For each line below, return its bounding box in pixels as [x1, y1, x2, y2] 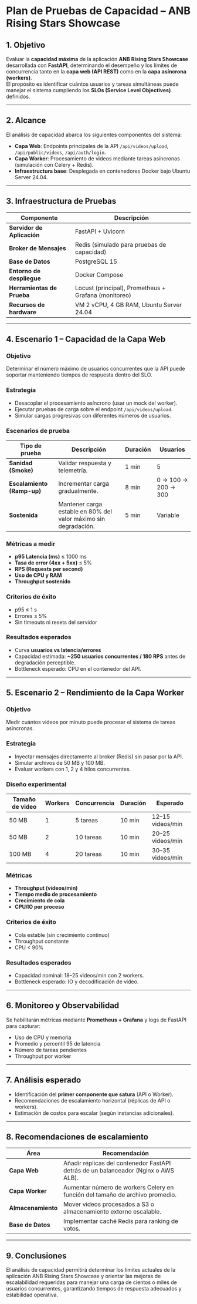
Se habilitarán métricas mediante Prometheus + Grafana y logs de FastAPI [6, 1016, 186, 1023]
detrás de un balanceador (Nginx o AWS [63, 1167, 175, 1175]
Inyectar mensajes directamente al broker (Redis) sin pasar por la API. [14, 753, 184, 760]
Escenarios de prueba [6, 426, 70, 435]
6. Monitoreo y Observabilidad [6, 1000, 120, 1011]
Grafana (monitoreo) [75, 291, 132, 299]
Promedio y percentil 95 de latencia [14, 1040, 101, 1047]
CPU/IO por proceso [14, 903, 64, 910]
